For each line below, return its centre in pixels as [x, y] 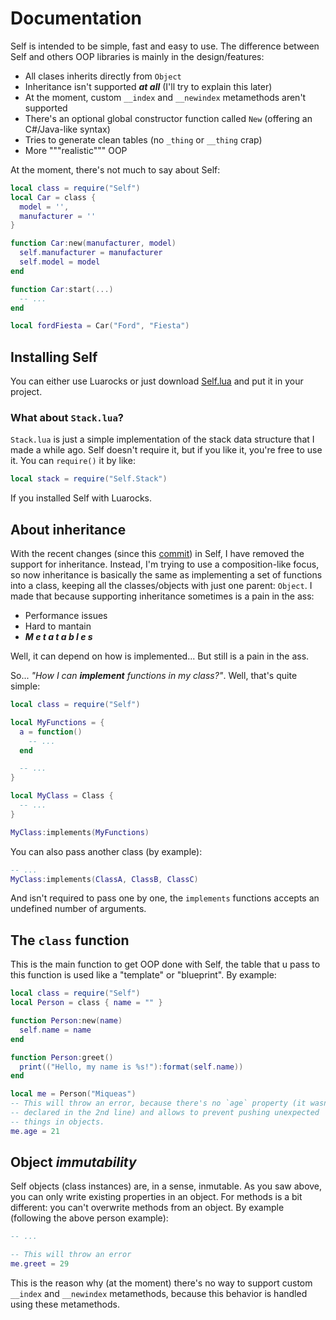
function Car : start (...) [62, 289]
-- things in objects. [57, 1122]
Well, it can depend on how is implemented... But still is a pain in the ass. [160, 656]
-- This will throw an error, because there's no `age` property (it [158, 1103]
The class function [70, 940]
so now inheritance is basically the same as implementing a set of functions [166, 575]
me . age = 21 [35, 1131]
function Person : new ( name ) [66, 1021]
